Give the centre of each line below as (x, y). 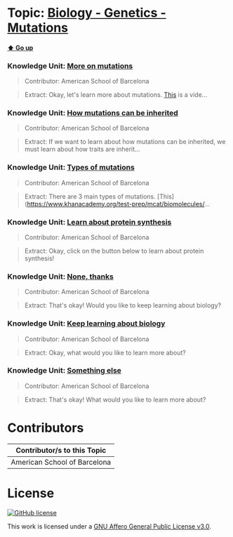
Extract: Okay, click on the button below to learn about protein (114, 251)
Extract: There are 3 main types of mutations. (90, 196)
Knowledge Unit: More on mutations (70, 66)
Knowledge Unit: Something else (64, 371)
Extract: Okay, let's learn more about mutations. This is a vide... (116, 95)
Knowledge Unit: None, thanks (60, 277)
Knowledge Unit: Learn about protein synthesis (89, 222)
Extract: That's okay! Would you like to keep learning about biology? (123, 305)
